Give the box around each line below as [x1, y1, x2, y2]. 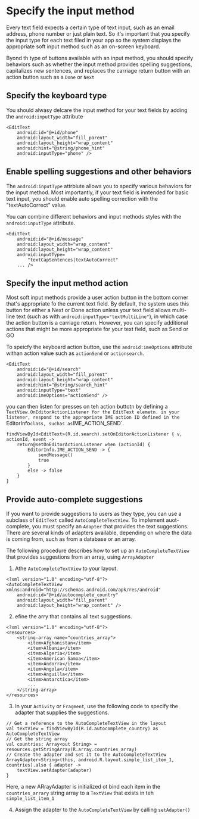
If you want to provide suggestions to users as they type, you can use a [6, 510, 182, 518]
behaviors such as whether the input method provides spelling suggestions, [6, 61, 192, 68]
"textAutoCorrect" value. [6, 201, 67, 208]
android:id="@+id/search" [17, 366, 82, 373]
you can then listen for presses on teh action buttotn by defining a [6, 403, 168, 410]
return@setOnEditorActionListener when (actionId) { [17, 442, 151, 448]
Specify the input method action [6, 278, 129, 288]
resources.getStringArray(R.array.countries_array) [6, 746, 137, 753]
